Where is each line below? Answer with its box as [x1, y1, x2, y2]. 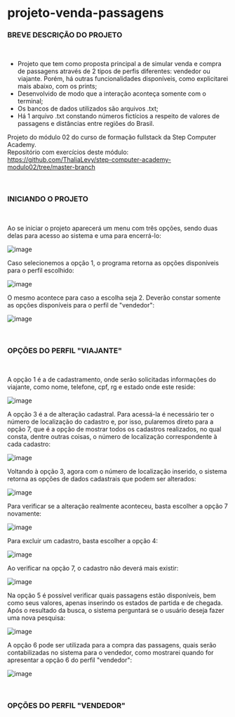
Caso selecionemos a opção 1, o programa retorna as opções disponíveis [7, 258, 220, 267]
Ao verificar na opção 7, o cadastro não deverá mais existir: [7, 564, 179, 573]
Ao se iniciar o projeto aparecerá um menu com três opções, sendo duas [7, 224, 218, 232]
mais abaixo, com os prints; [17, 82, 98, 91]
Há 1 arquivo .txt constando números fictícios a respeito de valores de [17, 112, 220, 120]
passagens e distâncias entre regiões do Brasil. [17, 120, 154, 128]
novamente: [7, 509, 42, 518]
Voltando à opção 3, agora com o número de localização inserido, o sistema [7, 467, 227, 476]
